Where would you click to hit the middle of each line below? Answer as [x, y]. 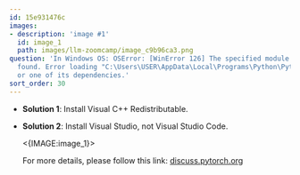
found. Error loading [58, 68]
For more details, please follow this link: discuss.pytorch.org [133, 160]
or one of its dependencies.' [73, 76]
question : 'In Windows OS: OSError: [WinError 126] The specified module [150, 59]
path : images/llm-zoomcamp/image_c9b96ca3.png [105, 51]
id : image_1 [40, 42]
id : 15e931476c [37, 17]
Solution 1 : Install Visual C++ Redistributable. [105, 108]
